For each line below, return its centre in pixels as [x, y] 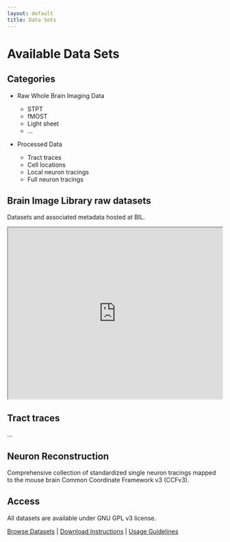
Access [23, 502]
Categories [31, 79]
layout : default [30, 13]
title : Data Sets [32, 20]
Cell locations [47, 165]
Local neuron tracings [58, 172]
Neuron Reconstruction [58, 456]
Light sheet [43, 123]
